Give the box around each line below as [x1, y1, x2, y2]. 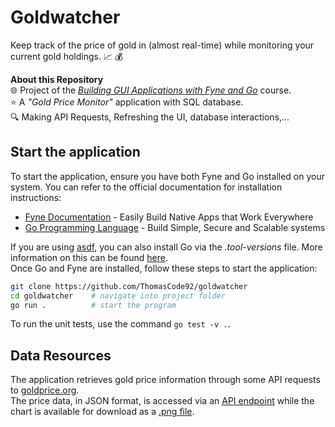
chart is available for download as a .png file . [10, 406, 195, 418]
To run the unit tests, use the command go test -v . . [10, 318, 231, 330]
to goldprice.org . [10, 384, 80, 396]
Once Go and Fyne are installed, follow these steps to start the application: [10, 262, 318, 274]
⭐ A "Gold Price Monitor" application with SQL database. [10, 96, 244, 108]
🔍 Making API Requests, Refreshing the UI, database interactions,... [10, 111, 290, 123]
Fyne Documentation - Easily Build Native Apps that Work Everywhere [24, 211, 314, 223]
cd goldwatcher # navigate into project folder [10, 291, 226, 301]
